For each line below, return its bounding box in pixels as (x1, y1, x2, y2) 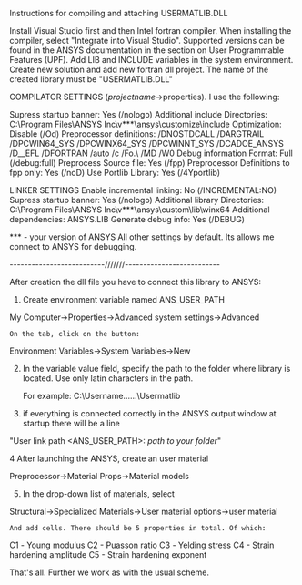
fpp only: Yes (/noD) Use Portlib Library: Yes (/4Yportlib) (9, 168, 221, 178)
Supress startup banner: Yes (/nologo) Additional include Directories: (9, 109, 268, 119)
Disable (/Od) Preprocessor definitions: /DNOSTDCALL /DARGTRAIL (9, 128, 265, 139)
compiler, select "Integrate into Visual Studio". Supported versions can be (9, 36, 285, 46)
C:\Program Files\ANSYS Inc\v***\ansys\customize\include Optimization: (9, 118, 282, 129)
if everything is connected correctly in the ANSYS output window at (22, 408, 277, 418)
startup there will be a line (22, 418, 120, 428)
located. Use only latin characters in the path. (22, 373, 194, 384)
